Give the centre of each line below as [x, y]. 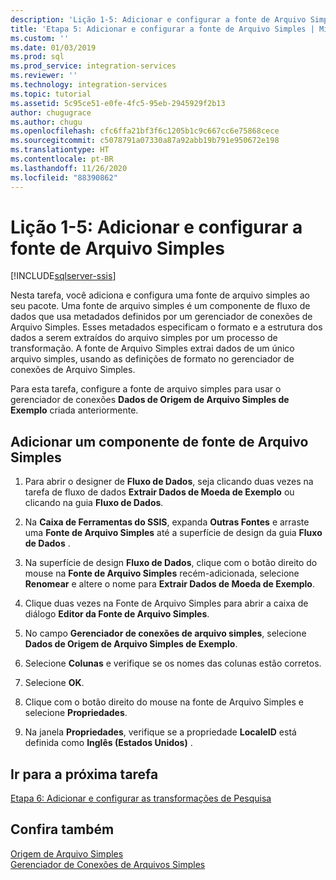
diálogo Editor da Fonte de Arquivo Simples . [117, 614]
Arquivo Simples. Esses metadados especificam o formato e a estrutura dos [166, 327]
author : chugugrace [51, 112]
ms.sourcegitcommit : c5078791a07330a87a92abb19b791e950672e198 [145, 141]
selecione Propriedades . [76, 713]
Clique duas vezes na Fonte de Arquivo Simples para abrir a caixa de [166, 603]
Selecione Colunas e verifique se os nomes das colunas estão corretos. [173, 663]
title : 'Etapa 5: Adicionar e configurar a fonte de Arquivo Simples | [162, 29]
